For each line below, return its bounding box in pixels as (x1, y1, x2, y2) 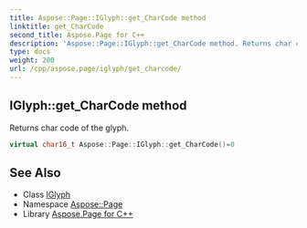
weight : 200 (9, 56, 55, 65)
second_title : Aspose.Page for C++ (9, 30, 145, 39)
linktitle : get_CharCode (9, 22, 104, 31)
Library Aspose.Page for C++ (22, 209, 134, 220)
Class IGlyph (22, 189, 71, 201)
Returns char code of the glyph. (9, 122, 130, 133)
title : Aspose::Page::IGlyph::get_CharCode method (9, 13, 206, 23)
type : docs (9, 47, 51, 57)
